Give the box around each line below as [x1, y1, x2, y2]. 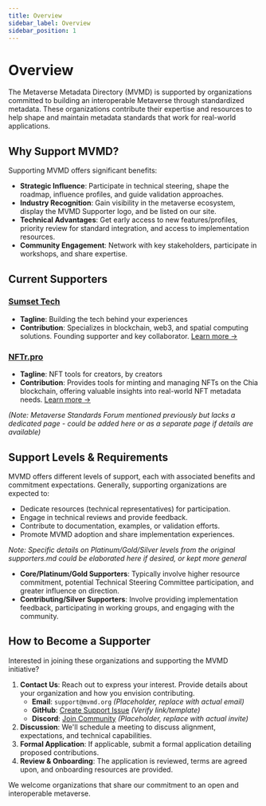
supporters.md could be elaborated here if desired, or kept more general [8, 553, 247, 563]
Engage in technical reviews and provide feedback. [19, 512, 189, 522]
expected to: [8, 488, 50, 498]
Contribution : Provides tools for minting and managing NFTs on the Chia [19, 378, 259, 387]
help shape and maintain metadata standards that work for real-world [8, 113, 237, 122]
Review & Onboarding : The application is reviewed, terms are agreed [19, 756, 248, 765]
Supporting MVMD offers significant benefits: [8, 165, 158, 176]
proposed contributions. [19, 748, 100, 757]
